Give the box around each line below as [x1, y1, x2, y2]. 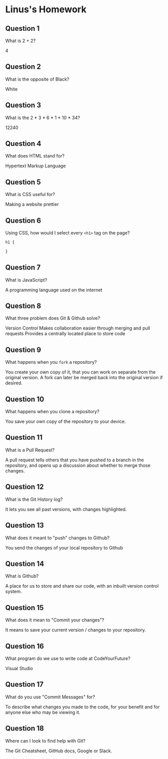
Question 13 [5, 521, 44, 530]
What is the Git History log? [5, 496, 63, 502]
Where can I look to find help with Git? [5, 737, 86, 744]
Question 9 [5, 345, 41, 354]
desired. [5, 380, 23, 386]
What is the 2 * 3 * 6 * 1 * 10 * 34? [5, 114, 80, 121]
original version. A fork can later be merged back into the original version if [5, 375, 163, 381]
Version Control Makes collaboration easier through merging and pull [5, 325, 151, 332]
